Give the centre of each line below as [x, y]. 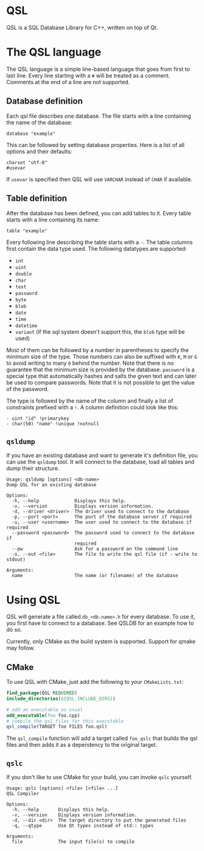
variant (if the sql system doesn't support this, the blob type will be [100, 332]
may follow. [21, 648]
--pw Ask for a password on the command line [95, 549]
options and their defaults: [39, 151]
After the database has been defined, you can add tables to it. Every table [99, 213]
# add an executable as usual [45, 709]
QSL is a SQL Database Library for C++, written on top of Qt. [82, 27]
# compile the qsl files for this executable [65, 721]
